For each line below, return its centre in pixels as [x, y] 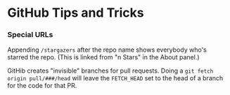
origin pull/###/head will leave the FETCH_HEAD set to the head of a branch [115, 78]
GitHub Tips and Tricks [76, 13]
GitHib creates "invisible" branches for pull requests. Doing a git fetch [110, 71]
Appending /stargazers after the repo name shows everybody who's [107, 50]
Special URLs [30, 35]
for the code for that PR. [42, 86]
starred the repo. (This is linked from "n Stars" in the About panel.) [103, 57]
